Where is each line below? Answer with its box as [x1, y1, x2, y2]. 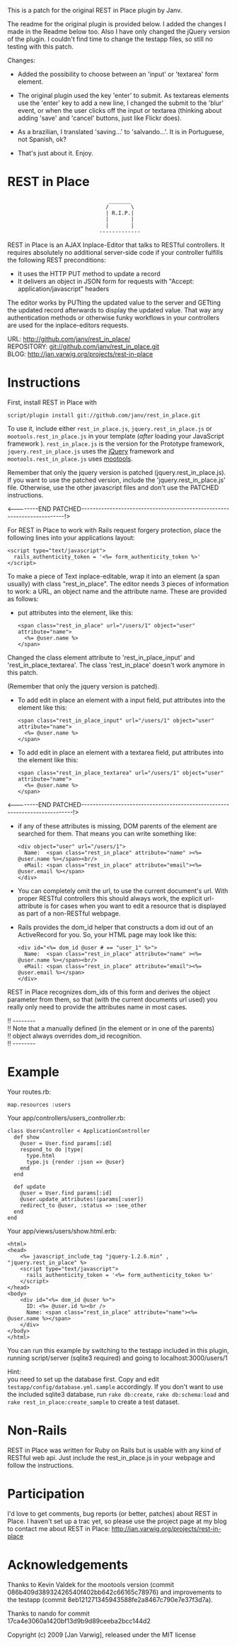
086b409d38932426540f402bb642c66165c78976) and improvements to [7, 1588, 222, 1596]
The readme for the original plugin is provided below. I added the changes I [7, 20, 226, 28]
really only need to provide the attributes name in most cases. [7, 1002, 187, 1011]
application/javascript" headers [17, 284, 110, 293]
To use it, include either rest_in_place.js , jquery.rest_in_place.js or [7, 424, 212, 432]
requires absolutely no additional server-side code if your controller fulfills [7, 248, 224, 256]
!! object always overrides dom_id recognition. [7, 1031, 142, 1040]
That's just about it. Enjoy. [17, 149, 93, 157]
